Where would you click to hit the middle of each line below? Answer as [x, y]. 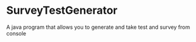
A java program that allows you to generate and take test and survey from [98, 27]
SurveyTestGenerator [62, 10]
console [16, 33]
